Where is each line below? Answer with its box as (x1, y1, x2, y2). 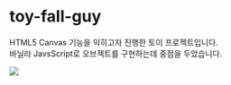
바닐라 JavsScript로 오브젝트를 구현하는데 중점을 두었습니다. (9, 47, 223, 59)
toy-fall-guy (9, 6, 102, 27)
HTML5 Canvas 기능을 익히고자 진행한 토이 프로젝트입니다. (9, 37, 218, 47)
